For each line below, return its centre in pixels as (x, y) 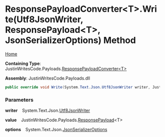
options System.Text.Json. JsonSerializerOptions (56, 130)
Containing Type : (23, 63)
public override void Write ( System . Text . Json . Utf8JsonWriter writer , (78, 87)
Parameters (19, 100)
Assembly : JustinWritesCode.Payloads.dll (48, 78)
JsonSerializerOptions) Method (70, 41)
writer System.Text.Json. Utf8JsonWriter (48, 110)
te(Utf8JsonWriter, (44, 19)
